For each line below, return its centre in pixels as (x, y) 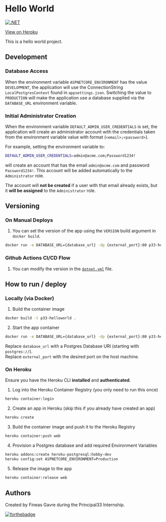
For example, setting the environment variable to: (55, 146)
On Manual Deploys (29, 220)
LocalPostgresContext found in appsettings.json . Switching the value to (78, 93)
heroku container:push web (33, 436)
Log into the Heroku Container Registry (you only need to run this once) (85, 390)
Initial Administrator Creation (41, 116)
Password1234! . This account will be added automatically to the (69, 170)
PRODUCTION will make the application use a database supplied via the (75, 97)
